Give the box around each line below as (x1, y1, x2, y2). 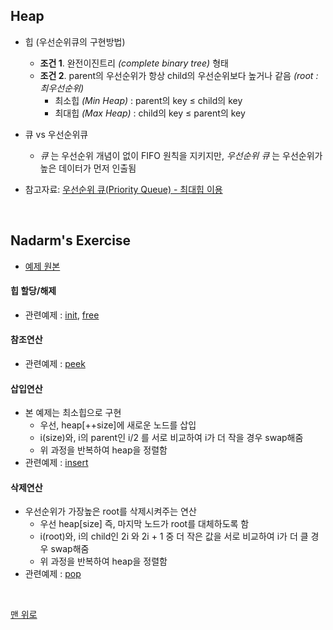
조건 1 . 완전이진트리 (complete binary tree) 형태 (39, 57, 229, 69)
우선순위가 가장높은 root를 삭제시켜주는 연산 (24, 505, 197, 518)
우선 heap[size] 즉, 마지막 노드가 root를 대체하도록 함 (39, 518, 250, 530)
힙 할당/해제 (10, 285, 57, 297)
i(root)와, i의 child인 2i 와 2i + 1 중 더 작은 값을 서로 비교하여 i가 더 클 (39, 530, 309, 543)
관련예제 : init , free (24, 309, 100, 321)
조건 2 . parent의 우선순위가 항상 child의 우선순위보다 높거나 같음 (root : (39, 69, 319, 81)
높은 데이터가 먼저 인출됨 (39, 162, 137, 174)
